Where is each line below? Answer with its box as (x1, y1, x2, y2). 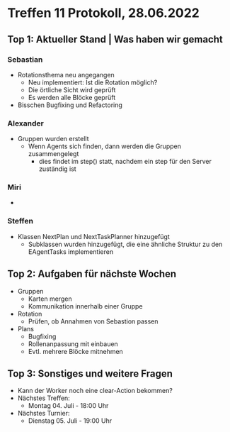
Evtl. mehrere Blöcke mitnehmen (28, 347, 124, 355)
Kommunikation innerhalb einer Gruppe (28, 301, 143, 310)
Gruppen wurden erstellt (17, 135, 90, 143)
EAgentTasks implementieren (28, 247, 114, 256)
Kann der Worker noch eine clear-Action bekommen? (17, 387, 173, 395)
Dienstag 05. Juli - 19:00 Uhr (28, 416, 113, 425)
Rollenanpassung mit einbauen (28, 339, 118, 348)
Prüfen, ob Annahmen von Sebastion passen (28, 317, 159, 326)
